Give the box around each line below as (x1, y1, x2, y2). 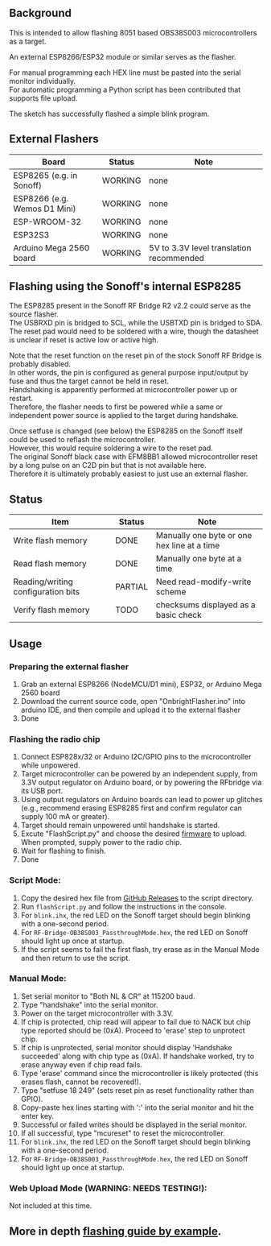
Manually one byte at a (155, 553, 242, 565)
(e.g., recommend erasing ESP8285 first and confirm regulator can (20, 803, 242, 813)
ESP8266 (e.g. (13, 192, 69, 204)
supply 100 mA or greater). (20, 812, 110, 822)
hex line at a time (155, 540, 220, 551)
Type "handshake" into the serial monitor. (20, 1000, 158, 1009)
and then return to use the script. (20, 953, 131, 962)
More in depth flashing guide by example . (9, 1224, 222, 1238)
